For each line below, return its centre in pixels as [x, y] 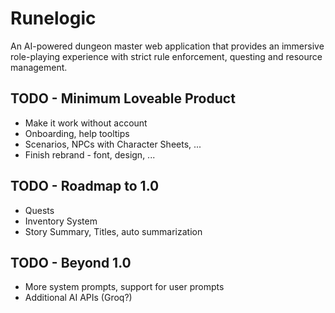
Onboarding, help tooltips [77, 133]
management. [39, 67]
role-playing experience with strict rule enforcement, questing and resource [166, 56]
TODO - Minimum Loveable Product [123, 98]
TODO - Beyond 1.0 [71, 262]
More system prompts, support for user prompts [124, 287]
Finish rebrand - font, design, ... [90, 154]
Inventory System [61, 221]
